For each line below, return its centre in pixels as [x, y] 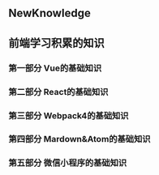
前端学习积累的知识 [56, 43]
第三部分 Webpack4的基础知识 [69, 115]
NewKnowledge [49, 13]
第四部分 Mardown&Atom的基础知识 [79, 139]
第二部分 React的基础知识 [58, 92]
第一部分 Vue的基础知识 [55, 68]
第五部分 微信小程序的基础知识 [68, 163]
